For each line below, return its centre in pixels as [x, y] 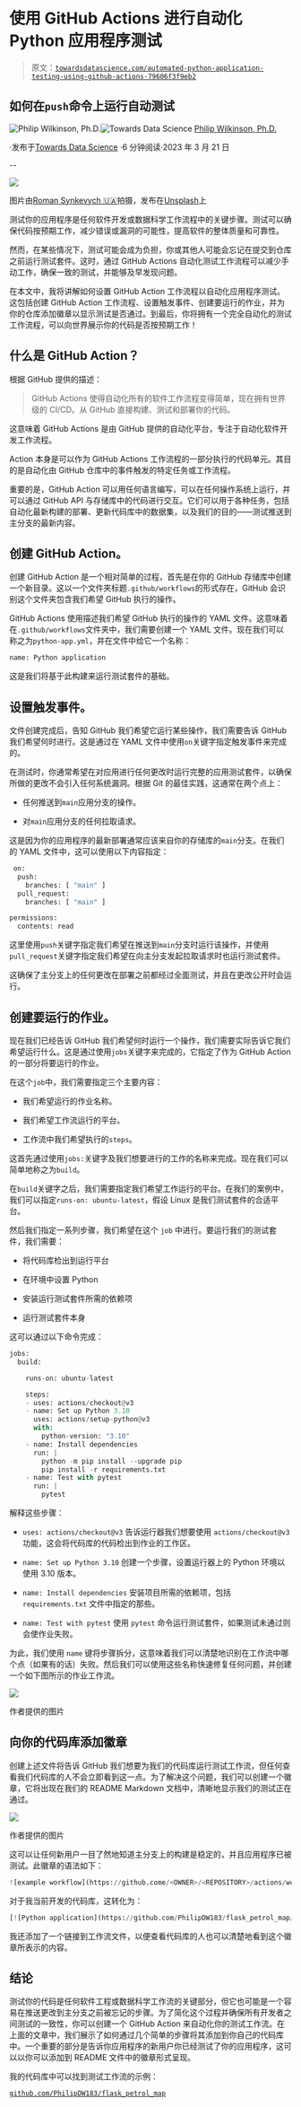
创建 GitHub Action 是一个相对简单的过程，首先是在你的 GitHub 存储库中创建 [150, 577]
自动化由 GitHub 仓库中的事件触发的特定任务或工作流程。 [130, 470]
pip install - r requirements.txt [104, 1469]
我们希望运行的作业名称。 [69, 1101]
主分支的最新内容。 [45, 522]
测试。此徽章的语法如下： [56, 1865]
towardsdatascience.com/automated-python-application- [159, 68]
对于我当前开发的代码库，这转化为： [76, 1901]
